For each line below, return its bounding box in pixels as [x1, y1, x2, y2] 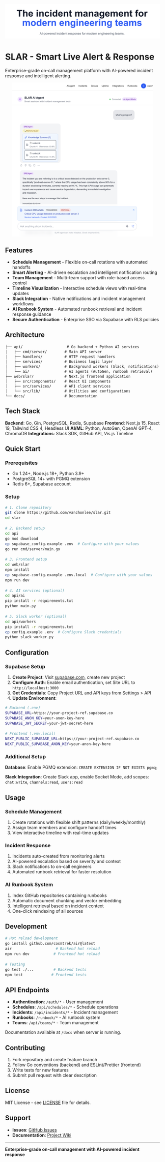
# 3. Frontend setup [5, 557, 48, 562]
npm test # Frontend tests [5, 972, 87, 977]
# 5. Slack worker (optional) [5, 614, 67, 619]
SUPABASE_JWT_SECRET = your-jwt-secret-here [5, 721, 93, 726]
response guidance [12, 311, 52, 317]
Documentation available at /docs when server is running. [5, 1029, 121, 1035]
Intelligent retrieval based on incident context [12, 903, 104, 909]
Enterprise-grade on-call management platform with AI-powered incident [5, 68, 153, 74]
